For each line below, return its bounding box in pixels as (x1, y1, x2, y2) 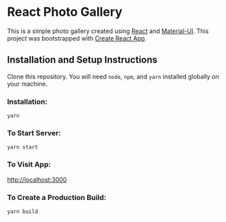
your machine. (7, 80, 48, 88)
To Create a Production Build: (7, 192, 107, 202)
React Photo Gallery (7, 4, 123, 20)
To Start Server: (7, 128, 62, 137)
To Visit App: (7, 159, 51, 169)
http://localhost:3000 (7, 175, 67, 184)
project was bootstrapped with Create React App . (7, 34, 147, 42)
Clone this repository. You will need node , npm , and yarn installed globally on (7, 72, 219, 80)
